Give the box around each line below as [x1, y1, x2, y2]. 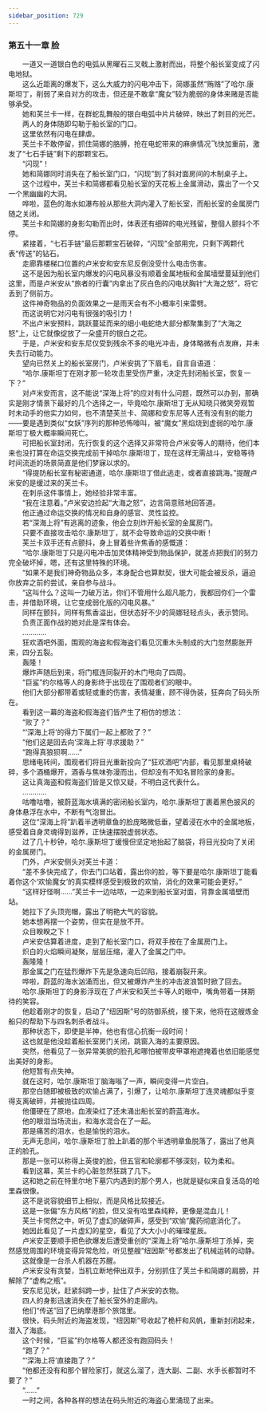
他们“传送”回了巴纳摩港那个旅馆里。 [22, 1305, 141, 1315]
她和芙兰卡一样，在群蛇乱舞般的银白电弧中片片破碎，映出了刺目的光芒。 [22, 108, 260, 118]
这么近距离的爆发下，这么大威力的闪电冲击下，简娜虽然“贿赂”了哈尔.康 [22, 79, 254, 89]
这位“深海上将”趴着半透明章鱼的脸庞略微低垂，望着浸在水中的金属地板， [22, 817, 259, 826]
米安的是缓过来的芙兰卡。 [8, 478, 93, 487]
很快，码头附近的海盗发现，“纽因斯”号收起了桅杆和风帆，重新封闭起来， [22, 1315, 259, 1325]
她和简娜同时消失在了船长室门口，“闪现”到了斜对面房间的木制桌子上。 [22, 168, 253, 178]
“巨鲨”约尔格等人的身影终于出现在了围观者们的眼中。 [22, 677, 197, 687]
